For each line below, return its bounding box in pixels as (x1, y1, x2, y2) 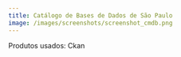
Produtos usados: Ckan (8, 40, 85, 50)
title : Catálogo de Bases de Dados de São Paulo (8, 11, 173, 20)
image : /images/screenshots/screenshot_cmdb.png (8, 19, 173, 27)
